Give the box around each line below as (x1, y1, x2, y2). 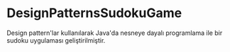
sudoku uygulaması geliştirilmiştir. (6, 36, 106, 44)
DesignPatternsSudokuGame (6, 5, 182, 21)
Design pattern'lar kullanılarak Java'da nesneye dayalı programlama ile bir (6, 28, 223, 37)
